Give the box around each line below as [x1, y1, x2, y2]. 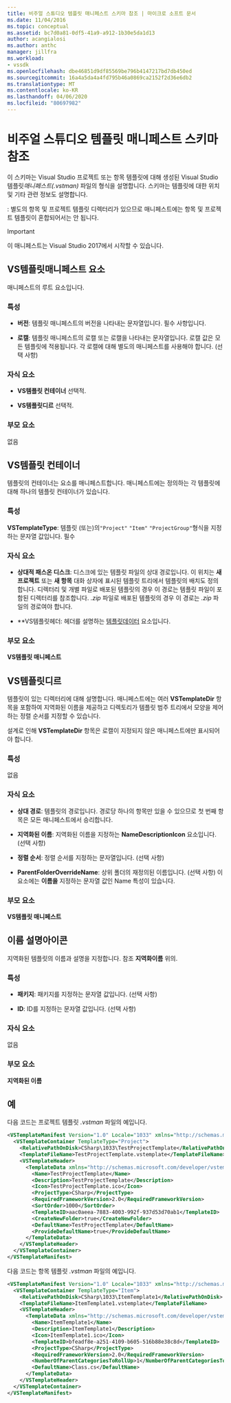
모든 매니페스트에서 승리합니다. [30, 815, 113, 823]
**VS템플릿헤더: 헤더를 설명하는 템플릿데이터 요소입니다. [16, 617, 171, 625]
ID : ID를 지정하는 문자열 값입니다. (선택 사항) [16, 1005, 136, 1013]
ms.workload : [7, 55, 45, 62]
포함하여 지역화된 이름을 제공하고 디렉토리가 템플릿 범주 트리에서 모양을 [19, 704, 211, 712]
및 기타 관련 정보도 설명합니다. [7, 190, 88, 198]
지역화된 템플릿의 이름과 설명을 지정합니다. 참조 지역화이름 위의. [7, 954, 178, 962]
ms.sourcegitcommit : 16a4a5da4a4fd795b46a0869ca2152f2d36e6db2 [7, 74, 192, 81]
